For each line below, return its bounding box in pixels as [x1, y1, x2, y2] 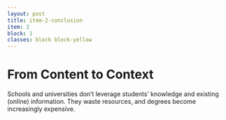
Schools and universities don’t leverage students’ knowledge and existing [7, 90, 219, 98]
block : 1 [7, 29, 33, 37]
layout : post [7, 10, 45, 18]
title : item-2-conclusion [7, 17, 83, 24]
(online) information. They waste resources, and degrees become [7, 98, 197, 106]
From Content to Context [7, 67, 154, 83]
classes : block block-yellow [7, 36, 92, 44]
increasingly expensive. [7, 105, 76, 113]
